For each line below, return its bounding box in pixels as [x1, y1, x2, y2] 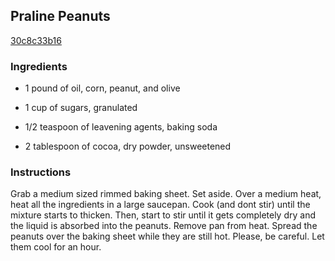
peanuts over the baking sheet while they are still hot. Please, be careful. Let [10, 230, 325, 243]
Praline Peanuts [10, 8, 111, 25]
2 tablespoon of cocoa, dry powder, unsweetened [24, 140, 232, 153]
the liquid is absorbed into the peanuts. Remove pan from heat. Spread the [10, 220, 318, 232]
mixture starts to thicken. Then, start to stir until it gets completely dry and [10, 209, 316, 221]
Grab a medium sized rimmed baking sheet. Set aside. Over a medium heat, [10, 188, 322, 200]
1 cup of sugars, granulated [24, 102, 138, 114]
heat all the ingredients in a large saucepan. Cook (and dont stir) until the [10, 199, 311, 211]
